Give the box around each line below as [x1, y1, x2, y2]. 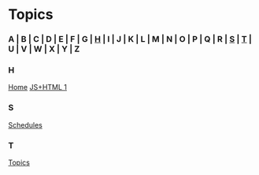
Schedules [8, 120, 43, 129]
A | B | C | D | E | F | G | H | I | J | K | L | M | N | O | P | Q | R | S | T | [8, 34, 252, 45]
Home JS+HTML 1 [8, 83, 68, 92]
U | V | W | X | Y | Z [8, 43, 80, 54]
